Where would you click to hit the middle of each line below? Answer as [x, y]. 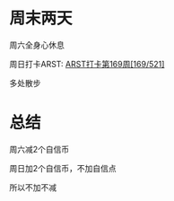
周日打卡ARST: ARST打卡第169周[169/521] [87, 64]
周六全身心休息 [37, 45]
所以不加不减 [33, 187]
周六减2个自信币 [39, 149]
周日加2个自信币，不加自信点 [63, 168]
